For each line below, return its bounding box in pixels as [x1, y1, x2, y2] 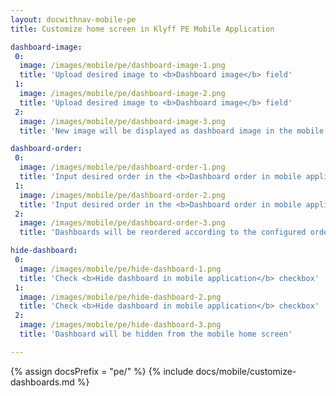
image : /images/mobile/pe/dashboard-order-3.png [19, 218, 226, 228]
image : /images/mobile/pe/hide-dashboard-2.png [19, 292, 222, 302]
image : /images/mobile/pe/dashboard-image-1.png [19, 61, 226, 71]
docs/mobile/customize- [195, 365, 297, 377]
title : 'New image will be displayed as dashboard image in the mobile [19, 126, 325, 136]
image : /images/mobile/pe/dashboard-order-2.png [19, 190, 226, 200]
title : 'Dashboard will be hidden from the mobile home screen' [19, 329, 293, 339]
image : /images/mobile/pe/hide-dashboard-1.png [19, 264, 222, 274]
